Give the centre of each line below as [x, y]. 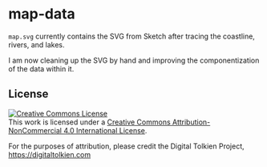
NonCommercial [35, 130]
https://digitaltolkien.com [49, 154]
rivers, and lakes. [37, 44]
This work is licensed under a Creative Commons [89, 122]
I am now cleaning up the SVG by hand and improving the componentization [134, 60]
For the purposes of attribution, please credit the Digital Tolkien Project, [126, 146]
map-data [42, 14]
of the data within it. [41, 68]
